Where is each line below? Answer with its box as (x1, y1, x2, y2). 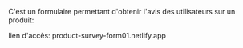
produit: (8, 15, 34, 25)
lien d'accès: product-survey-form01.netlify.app (8, 31, 167, 40)
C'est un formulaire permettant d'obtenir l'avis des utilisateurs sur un (8, 7, 236, 16)
